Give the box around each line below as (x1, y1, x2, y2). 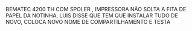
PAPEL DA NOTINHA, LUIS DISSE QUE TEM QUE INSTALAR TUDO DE (5, 12, 179, 19)
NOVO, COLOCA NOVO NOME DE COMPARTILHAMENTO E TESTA (5, 18, 171, 25)
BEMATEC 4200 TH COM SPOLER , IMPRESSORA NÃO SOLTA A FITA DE (5, 6, 187, 13)
